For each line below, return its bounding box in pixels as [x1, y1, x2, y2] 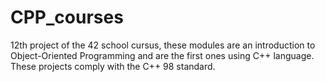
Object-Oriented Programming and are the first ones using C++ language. [10, 49, 315, 61]
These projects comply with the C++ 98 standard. [10, 60, 216, 72]
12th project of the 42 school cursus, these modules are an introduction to [10, 39, 316, 51]
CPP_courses [10, 6, 124, 29]
